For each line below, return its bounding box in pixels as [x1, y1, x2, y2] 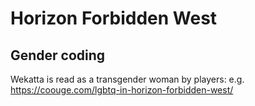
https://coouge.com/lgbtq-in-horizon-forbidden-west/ [10, 84, 234, 96]
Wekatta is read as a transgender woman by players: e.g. [10, 73, 245, 85]
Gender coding [10, 47, 106, 64]
